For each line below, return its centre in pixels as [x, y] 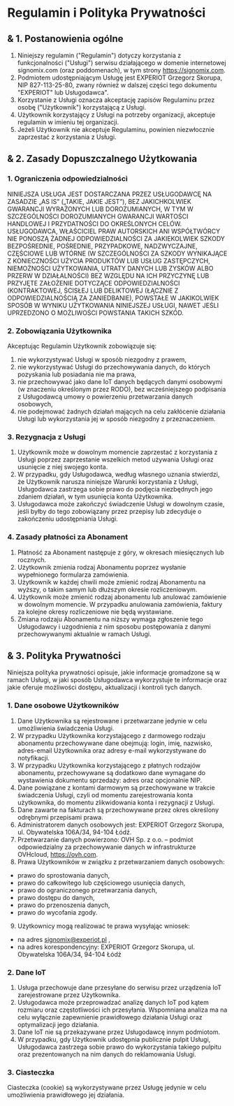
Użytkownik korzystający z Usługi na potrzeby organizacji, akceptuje [116, 115]
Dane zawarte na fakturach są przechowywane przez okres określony [118, 810]
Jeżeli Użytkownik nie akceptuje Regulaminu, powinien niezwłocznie [116, 130]
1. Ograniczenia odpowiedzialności [67, 179]
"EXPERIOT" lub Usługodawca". [63, 93]
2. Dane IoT [27, 972]
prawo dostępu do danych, [56, 897]
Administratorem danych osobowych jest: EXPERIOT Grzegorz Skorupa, [121, 825]
